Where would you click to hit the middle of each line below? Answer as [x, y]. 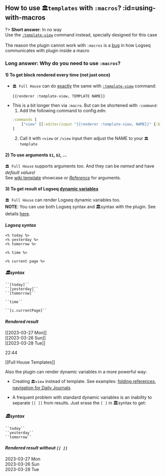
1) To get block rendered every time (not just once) [58, 75]
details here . [18, 213]
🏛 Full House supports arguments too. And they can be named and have [80, 166]
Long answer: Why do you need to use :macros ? [63, 63]
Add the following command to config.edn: [63, 110]
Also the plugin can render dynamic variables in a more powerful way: [76, 372]
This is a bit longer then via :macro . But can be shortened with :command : [85, 105]
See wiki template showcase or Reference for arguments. [63, 177]
